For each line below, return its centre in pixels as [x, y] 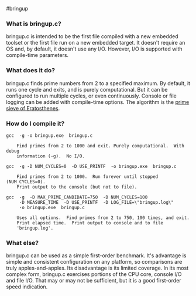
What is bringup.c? [34, 23]
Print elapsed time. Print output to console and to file [90, 223]
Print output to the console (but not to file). [77, 187]
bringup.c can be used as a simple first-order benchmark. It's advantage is [96, 255]
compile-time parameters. [37, 55]
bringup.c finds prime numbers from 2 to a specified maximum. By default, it [98, 83]
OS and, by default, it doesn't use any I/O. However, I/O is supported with [94, 49]
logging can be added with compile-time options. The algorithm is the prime [98, 102]
